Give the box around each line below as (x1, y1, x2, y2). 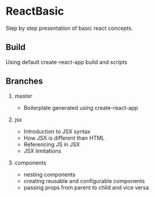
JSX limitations (23, 147, 62, 154)
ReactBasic (5, 4, 65, 18)
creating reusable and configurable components (23, 177, 145, 184)
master (14, 92, 33, 99)
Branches (5, 76, 43, 87)
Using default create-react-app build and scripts (5, 58, 128, 65)
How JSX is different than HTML (23, 134, 105, 141)
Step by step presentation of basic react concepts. (5, 24, 134, 32)
